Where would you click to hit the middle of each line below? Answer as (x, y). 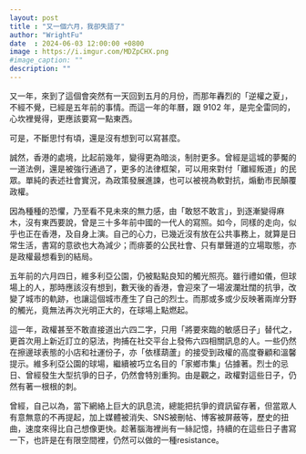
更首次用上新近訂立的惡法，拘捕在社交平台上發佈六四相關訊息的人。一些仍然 (153, 340)
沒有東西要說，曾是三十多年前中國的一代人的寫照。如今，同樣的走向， (157, 222)
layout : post (34, 18)
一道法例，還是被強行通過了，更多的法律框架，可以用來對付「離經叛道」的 (149, 169)
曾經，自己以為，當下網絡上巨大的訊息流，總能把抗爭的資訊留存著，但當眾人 (153, 406)
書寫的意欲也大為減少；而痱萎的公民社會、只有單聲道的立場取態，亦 (168, 245)
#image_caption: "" (46, 60)
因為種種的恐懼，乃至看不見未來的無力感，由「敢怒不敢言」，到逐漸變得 (143, 211)
